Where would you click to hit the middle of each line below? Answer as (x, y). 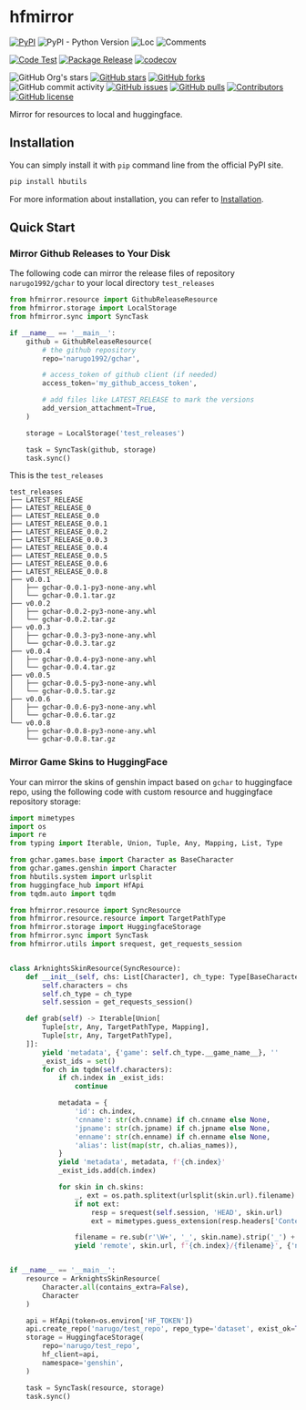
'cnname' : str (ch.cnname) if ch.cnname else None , (173, 1119)
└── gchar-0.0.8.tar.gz (71, 740)
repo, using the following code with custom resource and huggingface (141, 792)
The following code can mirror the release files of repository (122, 273)
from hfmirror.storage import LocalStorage (93, 308)
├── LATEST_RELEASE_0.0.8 (58, 572)
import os (28, 826)
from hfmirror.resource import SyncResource (95, 910)
